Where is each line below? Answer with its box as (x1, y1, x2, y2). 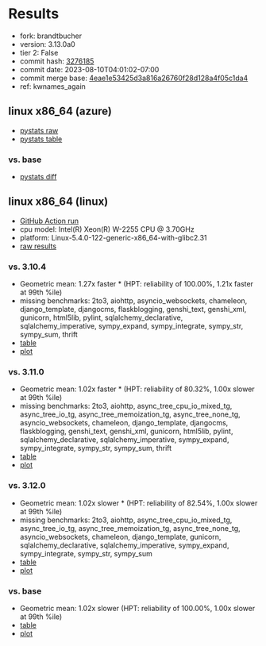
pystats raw (19, 125, 59, 135)
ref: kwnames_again (19, 81, 86, 91)
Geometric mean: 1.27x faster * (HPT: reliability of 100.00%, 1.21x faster (19, 279, 254, 289)
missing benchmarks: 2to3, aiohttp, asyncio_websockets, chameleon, (19, 296, 248, 306)
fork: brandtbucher (19, 31, 82, 40)
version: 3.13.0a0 (19, 39, 75, 48)
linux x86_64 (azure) (8, 105, 113, 118)
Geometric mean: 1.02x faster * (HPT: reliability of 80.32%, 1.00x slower (19, 384, 256, 394)
